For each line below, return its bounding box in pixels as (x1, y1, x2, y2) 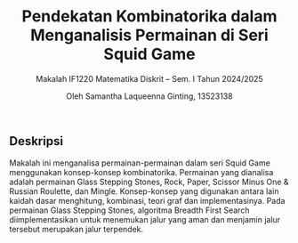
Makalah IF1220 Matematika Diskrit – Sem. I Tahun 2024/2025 (35, 73, 264, 84)
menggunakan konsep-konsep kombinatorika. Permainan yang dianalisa (9, 166, 274, 177)
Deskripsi (9, 134, 64, 149)
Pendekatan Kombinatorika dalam (21, 6, 278, 27)
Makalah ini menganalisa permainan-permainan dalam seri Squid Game (9, 158, 271, 168)
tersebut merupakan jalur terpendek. (9, 223, 144, 234)
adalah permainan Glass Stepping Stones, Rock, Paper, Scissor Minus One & (9, 176, 289, 187)
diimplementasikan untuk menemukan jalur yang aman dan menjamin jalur (9, 214, 281, 224)
